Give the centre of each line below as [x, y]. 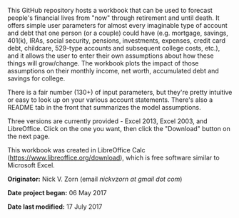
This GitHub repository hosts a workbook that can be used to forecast [110, 10]
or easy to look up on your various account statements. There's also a [110, 100]
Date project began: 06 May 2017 [57, 193]
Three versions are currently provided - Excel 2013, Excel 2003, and [108, 121]
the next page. [29, 136]
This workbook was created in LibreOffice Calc [76, 150]
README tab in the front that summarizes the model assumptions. [104, 107]
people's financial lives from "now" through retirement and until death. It [113, 18]
